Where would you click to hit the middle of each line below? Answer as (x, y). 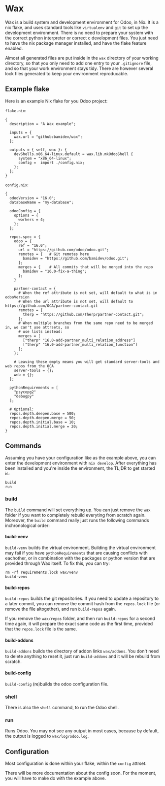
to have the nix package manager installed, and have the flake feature (76, 43)
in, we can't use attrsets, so (37, 327)
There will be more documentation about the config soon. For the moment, (81, 773)
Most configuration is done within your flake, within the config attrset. (76, 763)
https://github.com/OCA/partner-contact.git (51, 306)
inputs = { (21, 132)
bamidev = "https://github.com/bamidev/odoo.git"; (76, 258)
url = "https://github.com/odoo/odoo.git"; (64, 250)
